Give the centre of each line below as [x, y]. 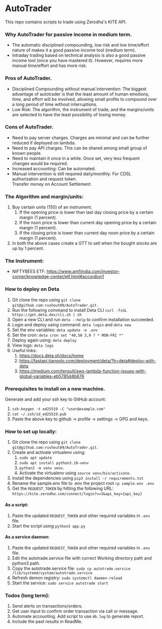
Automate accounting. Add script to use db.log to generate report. [78, 616]
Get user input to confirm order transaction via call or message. [75, 611]
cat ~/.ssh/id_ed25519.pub [39, 414]
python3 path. [26, 563]
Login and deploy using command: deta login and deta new [72, 324]
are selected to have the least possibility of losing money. [69, 114]
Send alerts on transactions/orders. [47, 606]
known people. [27, 153]
